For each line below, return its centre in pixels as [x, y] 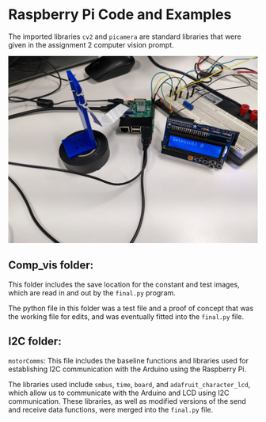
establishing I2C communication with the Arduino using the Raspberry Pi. [127, 369]
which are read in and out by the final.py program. [92, 293]
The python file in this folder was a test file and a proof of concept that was [131, 308]
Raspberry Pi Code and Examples [120, 15]
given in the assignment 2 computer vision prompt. [91, 44]
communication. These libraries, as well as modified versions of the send [127, 401]
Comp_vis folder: [51, 266]
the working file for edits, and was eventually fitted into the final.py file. [126, 316]
